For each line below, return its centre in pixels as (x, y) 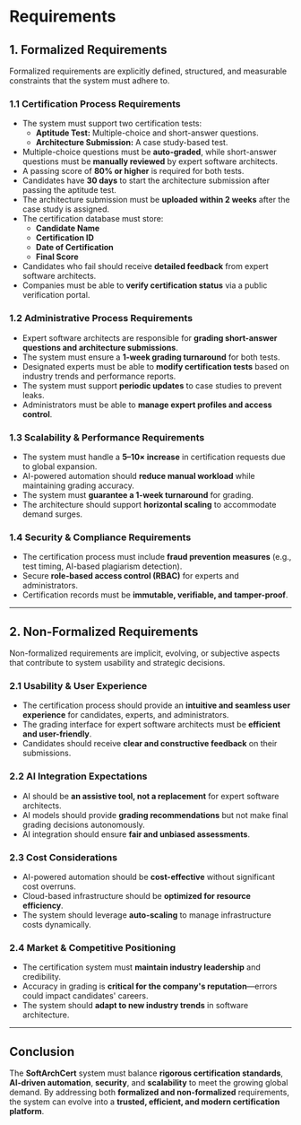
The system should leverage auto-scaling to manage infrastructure (146, 915)
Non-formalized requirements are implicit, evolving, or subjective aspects (145, 653)
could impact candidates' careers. (85, 996)
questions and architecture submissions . (100, 347)
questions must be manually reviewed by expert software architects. (150, 161)
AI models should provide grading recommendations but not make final (155, 815)
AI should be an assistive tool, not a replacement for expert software (150, 796)
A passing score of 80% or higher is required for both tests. (133, 171)
